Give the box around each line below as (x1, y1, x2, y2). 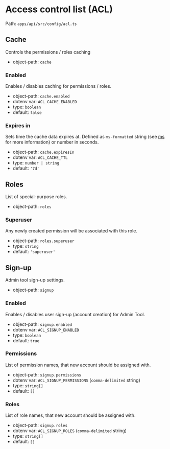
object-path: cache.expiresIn (12, 149, 75, 155)
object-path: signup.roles (12, 422, 68, 429)
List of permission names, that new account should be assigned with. (5, 362, 151, 368)
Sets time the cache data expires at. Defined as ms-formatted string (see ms (5, 134, 165, 140)
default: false (12, 109, 42, 115)
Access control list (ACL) (5, 4, 113, 15)
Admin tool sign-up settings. (5, 277, 65, 283)
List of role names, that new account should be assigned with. (5, 412, 136, 418)
